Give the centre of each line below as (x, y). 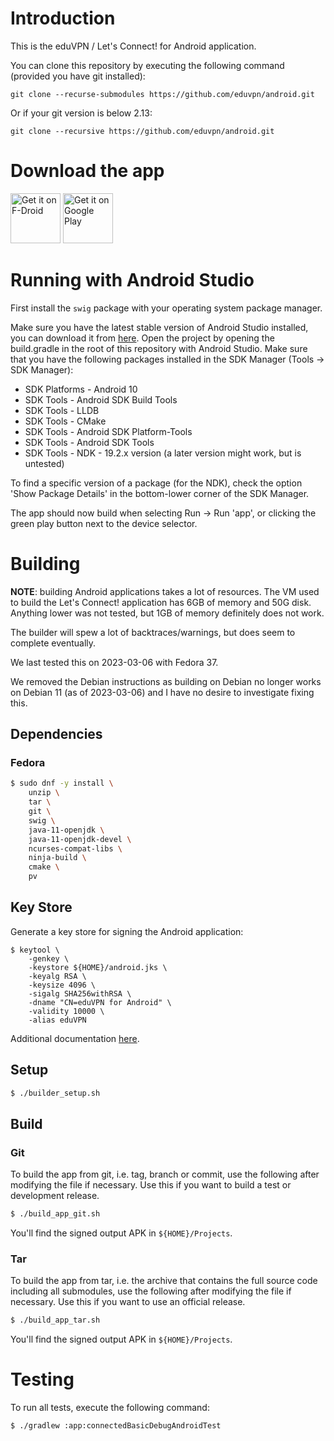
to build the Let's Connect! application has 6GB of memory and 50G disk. (161, 602)
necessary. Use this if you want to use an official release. (128, 1302)
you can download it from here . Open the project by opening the (142, 338)
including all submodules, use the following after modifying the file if (151, 1291)
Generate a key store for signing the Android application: (127, 931)
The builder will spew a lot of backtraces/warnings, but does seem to (153, 632)
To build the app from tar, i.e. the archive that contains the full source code (164, 1281)
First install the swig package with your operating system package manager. (166, 308)
